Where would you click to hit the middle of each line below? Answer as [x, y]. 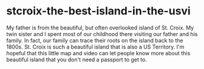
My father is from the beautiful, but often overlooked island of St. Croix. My [100, 28]
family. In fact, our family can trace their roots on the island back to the [95, 40]
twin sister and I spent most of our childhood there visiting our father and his [102, 34]
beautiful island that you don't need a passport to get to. [77, 59]
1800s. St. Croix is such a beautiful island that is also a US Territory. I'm [95, 47]
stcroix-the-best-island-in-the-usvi [99, 11]
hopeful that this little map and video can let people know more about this [98, 53]
